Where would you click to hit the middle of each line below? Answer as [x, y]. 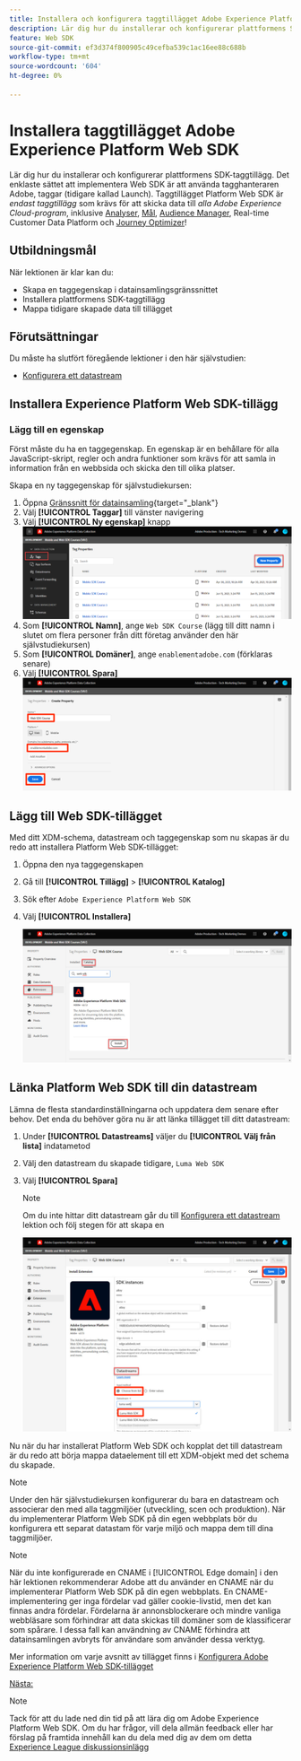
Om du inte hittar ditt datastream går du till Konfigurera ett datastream [151, 1215]
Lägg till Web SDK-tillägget [86, 816]
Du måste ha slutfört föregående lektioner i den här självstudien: [128, 358]
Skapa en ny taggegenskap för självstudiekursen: [101, 485]
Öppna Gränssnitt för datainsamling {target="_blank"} [120, 503]
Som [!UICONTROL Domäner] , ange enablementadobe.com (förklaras [147, 654]
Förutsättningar [54, 336]
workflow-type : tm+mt [50, 57]
